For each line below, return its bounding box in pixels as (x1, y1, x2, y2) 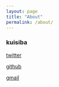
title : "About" (6, 14, 43, 20)
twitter (6, 52, 22, 59)
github (6, 63, 22, 70)
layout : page (6, 8, 38, 14)
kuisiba (6, 38, 27, 46)
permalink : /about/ (6, 19, 54, 25)
